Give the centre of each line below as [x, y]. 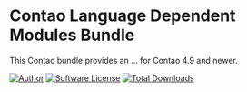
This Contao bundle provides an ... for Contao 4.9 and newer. [123, 60]
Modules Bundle [72, 35]
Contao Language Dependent [123, 16]
